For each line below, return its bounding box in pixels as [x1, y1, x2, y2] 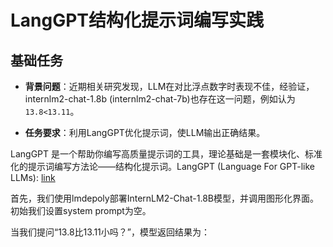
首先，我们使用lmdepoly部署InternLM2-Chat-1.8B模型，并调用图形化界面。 [10, 192, 319, 204]
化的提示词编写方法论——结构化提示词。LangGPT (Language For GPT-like [10, 161, 316, 172]
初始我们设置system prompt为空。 [10, 205, 152, 216]
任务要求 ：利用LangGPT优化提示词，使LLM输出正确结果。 [24, 127, 266, 138]
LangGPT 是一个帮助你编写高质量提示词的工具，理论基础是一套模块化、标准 [10, 148, 323, 160]
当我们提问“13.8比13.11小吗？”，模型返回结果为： [10, 226, 210, 238]
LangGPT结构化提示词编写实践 [10, 9, 265, 32]
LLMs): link [10, 172, 56, 183]
